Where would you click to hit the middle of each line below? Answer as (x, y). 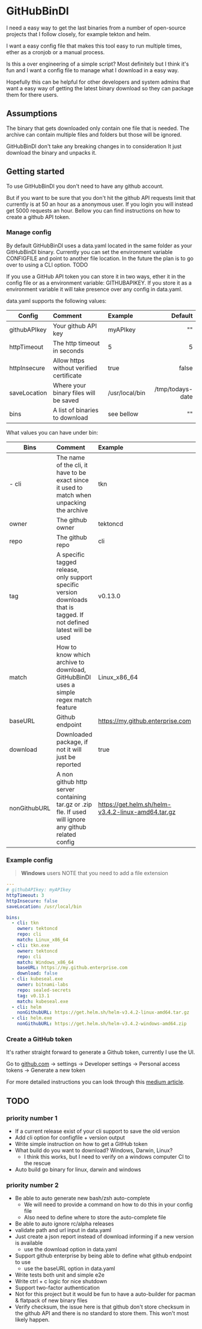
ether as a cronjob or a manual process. (56, 52)
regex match (74, 699)
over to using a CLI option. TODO (47, 265)
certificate (68, 376)
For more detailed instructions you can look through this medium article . (95, 1082)
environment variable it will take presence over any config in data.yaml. (94, 289)
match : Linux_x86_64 (43, 940)
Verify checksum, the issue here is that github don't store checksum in (103, 1307)
